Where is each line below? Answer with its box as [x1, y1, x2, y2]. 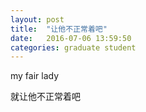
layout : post [10, 14, 65, 25]
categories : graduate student [10, 42, 137, 53]
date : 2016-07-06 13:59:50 [10, 33, 132, 43]
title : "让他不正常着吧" [10, 24, 108, 34]
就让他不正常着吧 [10, 91, 81, 103]
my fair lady [10, 70, 60, 82]
